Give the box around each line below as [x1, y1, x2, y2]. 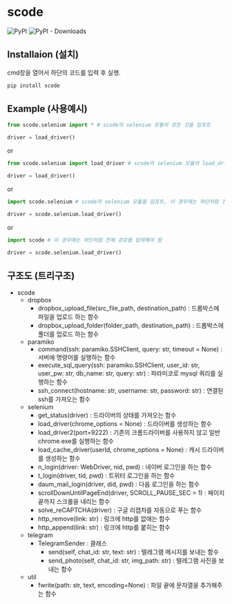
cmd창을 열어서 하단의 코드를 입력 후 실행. [7, 68, 121, 77]
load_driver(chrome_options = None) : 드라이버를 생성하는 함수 [37, 420, 212, 428]
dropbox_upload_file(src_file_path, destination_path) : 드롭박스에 [37, 304, 220, 313]
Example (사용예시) [7, 103, 88, 115]
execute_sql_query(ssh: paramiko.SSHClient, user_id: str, [37, 361, 200, 369]
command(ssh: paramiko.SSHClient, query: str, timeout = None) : [37, 345, 223, 353]
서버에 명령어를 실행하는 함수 [37, 353, 116, 362]
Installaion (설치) [7, 49, 79, 61]
